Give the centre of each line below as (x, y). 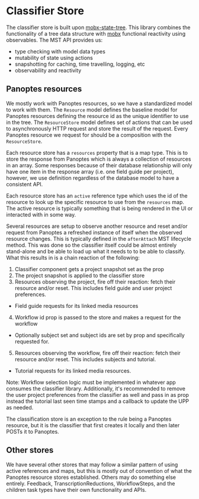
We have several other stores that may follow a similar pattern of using (92, 465)
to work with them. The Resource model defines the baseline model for (92, 109)
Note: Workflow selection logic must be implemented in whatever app (91, 382)
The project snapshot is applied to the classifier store (80, 275)
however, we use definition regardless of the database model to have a (93, 178)
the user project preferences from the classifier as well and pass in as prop (98, 395)
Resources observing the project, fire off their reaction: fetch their (95, 282)
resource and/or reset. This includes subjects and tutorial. (85, 359)
